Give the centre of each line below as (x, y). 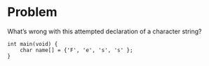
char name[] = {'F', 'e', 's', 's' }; (76, 50)
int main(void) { (33, 44)
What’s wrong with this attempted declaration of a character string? (104, 31)
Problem (32, 12)
